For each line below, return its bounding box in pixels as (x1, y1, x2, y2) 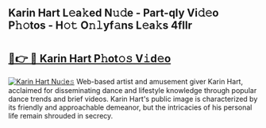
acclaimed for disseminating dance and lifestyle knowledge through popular (8, 86, 257, 95)
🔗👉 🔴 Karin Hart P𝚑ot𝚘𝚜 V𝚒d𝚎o (8, 52, 172, 65)
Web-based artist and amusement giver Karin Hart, (76, 77, 244, 86)
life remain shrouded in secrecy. (8, 111, 114, 120)
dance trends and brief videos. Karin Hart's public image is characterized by (8, 95, 258, 103)
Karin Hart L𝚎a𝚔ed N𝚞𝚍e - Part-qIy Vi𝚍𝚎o (8, 6, 219, 20)
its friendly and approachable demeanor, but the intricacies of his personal (8, 103, 253, 112)
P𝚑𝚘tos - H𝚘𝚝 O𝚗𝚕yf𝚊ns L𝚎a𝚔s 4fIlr (8, 19, 193, 33)
